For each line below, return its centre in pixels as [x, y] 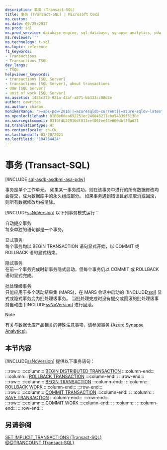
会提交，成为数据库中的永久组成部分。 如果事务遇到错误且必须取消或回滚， [82, 196]
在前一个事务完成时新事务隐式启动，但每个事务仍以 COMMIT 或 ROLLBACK [82, 270]
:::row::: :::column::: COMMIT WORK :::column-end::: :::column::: [71, 403]
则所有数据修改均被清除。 [31, 202]
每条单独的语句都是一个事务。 [36, 230]
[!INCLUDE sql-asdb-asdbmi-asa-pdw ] [45, 180]
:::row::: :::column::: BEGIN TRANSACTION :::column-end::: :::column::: [77, 381]
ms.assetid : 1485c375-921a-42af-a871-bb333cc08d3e [59, 97]
